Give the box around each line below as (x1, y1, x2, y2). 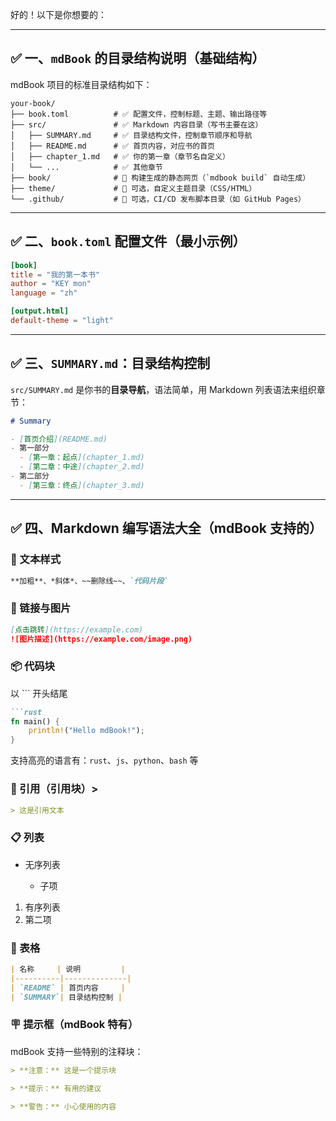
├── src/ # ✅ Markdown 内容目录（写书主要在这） (10, 119, 263, 130)
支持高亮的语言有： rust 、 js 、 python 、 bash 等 (10, 754, 199, 767)
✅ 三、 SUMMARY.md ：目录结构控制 (10, 355, 211, 372)
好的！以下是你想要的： (10, 9, 107, 20)
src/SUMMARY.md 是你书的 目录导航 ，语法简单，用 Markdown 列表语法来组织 (10, 383, 317, 395)
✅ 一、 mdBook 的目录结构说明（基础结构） (10, 50, 266, 67)
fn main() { (10, 716, 60, 727)
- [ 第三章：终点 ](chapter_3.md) (19, 480, 145, 490)
